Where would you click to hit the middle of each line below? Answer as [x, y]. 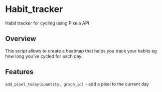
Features [19, 72]
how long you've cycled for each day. [44, 56]
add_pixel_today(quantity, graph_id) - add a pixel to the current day [77, 84]
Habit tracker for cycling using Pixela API [47, 23]
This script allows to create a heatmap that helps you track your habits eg [81, 50]
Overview [21, 39]
